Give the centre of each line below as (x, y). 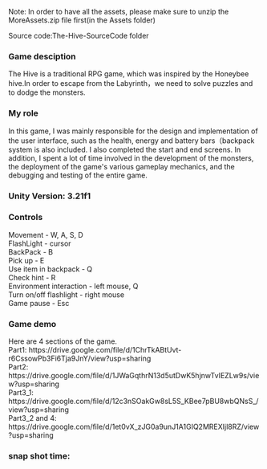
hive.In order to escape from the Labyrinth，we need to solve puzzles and (131, 84)
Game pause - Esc (39, 303)
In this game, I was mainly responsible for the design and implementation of (133, 131)
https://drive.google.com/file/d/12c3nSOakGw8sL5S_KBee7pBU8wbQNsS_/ (133, 402)
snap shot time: (39, 456)
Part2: (18, 367)
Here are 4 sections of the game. (63, 341)
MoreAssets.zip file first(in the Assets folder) (82, 20)
